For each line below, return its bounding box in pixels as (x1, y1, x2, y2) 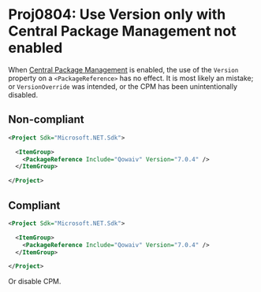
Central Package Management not (8, 22, 237, 40)
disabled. (8, 90, 38, 99)
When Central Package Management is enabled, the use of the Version (8, 65, 239, 74)
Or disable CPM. (8, 277, 62, 286)
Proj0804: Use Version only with (8, 6, 226, 24)
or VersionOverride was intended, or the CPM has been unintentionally (8, 81, 238, 91)
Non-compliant (8, 113, 84, 127)
